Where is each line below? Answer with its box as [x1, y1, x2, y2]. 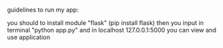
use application [7, 33, 51, 41]
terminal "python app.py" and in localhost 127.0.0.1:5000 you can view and [7, 26, 217, 34]
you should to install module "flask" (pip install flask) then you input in [7, 19, 204, 26]
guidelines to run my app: [7, 6, 79, 14]
